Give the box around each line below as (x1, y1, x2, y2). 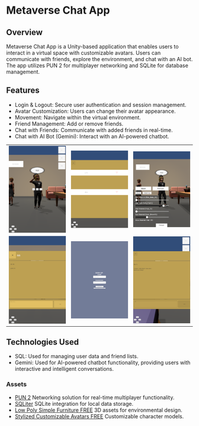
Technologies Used (6, 337, 79, 348)
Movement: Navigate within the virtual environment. (14, 113, 141, 121)
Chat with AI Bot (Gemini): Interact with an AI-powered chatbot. (14, 132, 169, 140)
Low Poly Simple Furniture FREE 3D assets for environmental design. (14, 406, 182, 414)
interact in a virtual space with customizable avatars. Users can (6, 49, 161, 56)
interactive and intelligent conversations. (14, 365, 114, 373)
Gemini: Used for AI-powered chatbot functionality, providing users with (14, 359, 191, 366)
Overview (6, 27, 43, 37)
